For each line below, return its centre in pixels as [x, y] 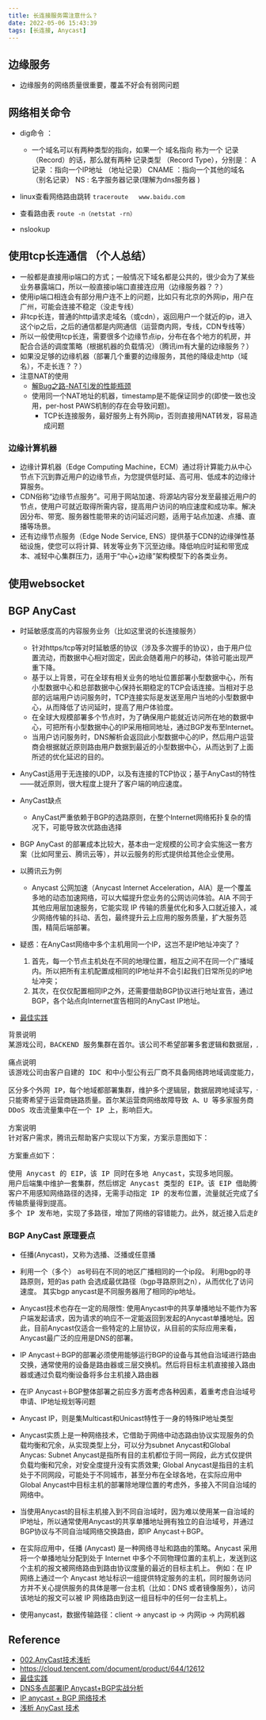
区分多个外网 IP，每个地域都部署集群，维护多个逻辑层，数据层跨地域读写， [133, 1090]
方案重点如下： [32, 1156]
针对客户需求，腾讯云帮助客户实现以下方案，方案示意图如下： [109, 1138]
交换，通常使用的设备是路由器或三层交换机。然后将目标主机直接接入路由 [137, 1365]
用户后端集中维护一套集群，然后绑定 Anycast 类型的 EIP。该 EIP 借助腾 [133, 1184]
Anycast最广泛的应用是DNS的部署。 [78, 1338]
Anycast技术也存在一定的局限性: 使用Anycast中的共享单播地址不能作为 [135, 1308]
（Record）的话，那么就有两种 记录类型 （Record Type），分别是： [141, 160]
